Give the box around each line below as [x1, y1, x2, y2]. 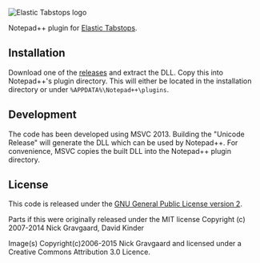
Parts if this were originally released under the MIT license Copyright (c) [8, 215, 246, 225]
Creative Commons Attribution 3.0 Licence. [8, 247, 150, 257]
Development [8, 108, 78, 122]
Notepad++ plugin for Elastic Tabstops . [8, 23, 138, 32]
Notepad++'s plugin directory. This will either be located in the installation [8, 76, 252, 86]
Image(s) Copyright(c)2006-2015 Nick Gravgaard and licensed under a [8, 239, 242, 249]
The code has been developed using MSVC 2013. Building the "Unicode [8, 129, 246, 139]
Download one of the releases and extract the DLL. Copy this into [8, 67, 224, 77]
